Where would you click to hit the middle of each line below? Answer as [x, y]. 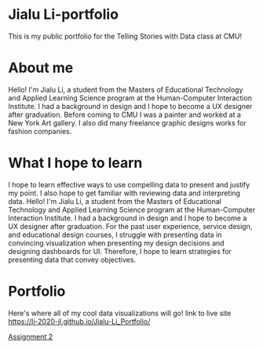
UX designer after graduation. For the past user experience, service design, [130, 226]
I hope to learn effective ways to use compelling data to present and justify [129, 184]
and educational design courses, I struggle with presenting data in [115, 234]
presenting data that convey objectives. [72, 260]
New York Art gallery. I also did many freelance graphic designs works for [127, 122]
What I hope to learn [75, 163]
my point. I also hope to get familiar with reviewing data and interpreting [124, 193]
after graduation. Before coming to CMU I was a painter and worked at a [125, 115]
